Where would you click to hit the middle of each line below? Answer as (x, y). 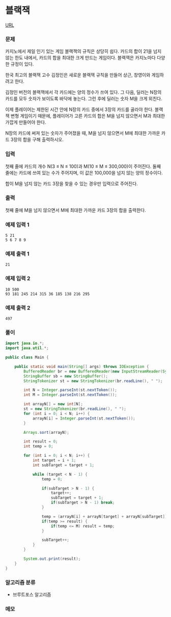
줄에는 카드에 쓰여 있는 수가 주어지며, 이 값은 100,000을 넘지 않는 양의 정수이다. (84, 172)
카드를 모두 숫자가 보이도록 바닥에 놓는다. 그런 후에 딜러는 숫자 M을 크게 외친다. (84, 99)
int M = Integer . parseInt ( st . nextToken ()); (70, 395)
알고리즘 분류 (20, 582)
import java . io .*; (25, 343)
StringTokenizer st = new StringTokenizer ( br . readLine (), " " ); (93, 381)
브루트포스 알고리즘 (32, 594)
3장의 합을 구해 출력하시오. (37, 140)
